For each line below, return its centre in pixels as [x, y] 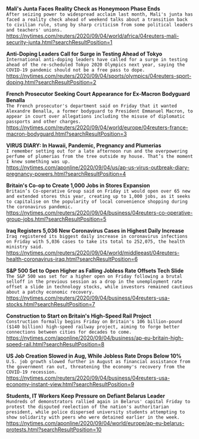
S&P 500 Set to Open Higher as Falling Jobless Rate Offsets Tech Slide [95, 271]
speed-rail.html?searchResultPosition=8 [55, 344]
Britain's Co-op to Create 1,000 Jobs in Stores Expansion [78, 185]
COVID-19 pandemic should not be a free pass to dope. [76, 70]
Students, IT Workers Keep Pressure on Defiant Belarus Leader [86, 396]
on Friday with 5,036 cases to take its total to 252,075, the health [96, 242]
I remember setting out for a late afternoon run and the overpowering [97, 151]
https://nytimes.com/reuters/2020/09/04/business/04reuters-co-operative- [99, 213]
